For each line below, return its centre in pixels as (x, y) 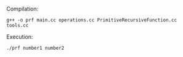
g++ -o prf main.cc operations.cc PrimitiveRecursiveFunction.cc (91, 20)
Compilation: (22, 9)
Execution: (20, 37)
